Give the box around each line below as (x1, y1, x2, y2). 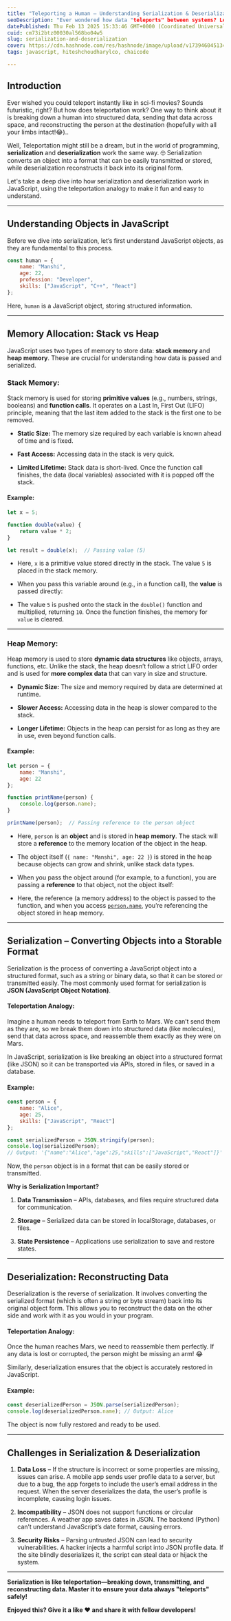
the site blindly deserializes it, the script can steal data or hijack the (16, 1550, 208, 1559)
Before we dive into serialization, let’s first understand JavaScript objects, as (7, 236, 223, 245)
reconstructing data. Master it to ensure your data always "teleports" (7, 1584, 210, 1593)
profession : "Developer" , (19, 277, 94, 284)
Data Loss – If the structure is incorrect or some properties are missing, (16, 1465, 220, 1473)
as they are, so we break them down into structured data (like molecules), (7, 1024, 216, 1033)
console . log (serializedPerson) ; (7, 1143, 100, 1150)
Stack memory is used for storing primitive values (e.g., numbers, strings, (7, 394, 218, 402)
